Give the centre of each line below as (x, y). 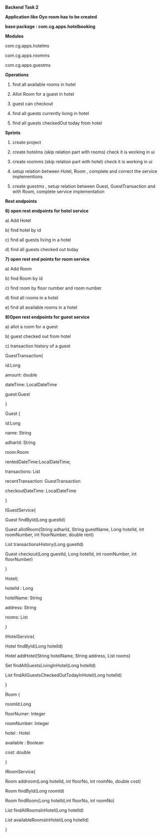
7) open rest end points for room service (48, 259)
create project (27, 142)
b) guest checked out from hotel (38, 336)
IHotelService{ (20, 636)
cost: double (18, 752)
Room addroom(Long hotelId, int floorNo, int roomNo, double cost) (73, 781)
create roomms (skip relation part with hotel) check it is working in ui (82, 162)
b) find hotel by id (23, 230)
